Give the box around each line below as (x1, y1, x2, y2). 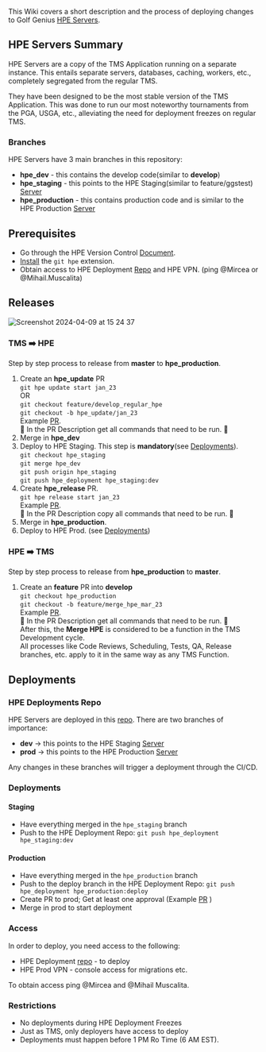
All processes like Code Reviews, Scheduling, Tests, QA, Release (19, 642, 232, 651)
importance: (8, 723, 48, 733)
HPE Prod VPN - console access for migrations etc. (19, 965, 188, 974)
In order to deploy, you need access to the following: (8, 941, 180, 950)
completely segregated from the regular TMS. (8, 75, 158, 86)
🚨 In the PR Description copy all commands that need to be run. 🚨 (19, 509, 234, 518)
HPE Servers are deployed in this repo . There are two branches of (8, 715, 224, 725)
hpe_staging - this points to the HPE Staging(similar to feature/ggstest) (19, 179, 253, 188)
